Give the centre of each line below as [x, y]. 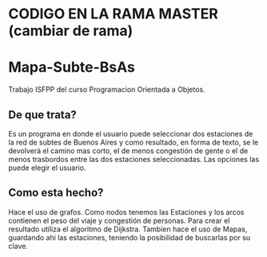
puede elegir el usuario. [47, 168]
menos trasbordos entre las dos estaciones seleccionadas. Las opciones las [134, 159]
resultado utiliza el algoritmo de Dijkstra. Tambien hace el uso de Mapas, [128, 229]
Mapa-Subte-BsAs [72, 67]
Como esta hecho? [56, 193]
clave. [18, 246]
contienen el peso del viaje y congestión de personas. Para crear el [119, 220]
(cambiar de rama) [71, 31]
